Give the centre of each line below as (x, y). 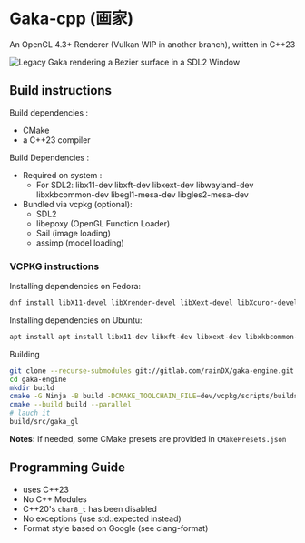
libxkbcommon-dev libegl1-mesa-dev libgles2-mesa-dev (143, 194)
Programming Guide (67, 468)
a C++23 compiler (56, 140)
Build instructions (60, 90)
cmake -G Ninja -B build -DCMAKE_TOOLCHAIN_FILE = (105, 397)
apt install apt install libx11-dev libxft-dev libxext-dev (126, 337)
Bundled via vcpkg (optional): (78, 204)
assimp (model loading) (80, 243)
